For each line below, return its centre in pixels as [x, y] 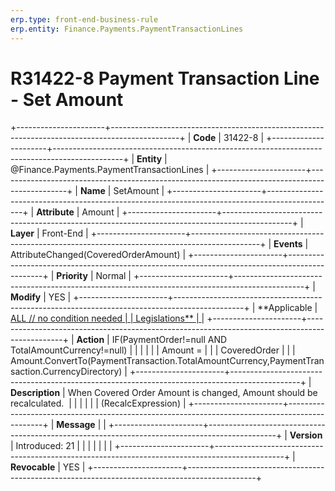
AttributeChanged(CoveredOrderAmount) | [98, 255]
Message [76, 425]
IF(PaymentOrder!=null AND [169, 340]
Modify [26, 297]
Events [288, 244]
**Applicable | [287, 308]
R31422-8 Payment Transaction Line [165, 78]
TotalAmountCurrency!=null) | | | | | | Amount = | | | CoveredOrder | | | [153, 350]
